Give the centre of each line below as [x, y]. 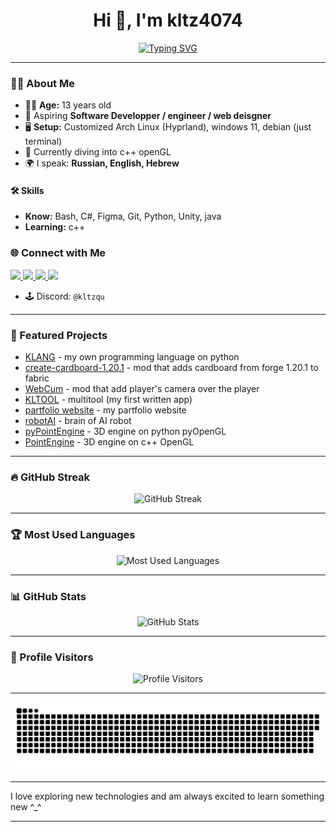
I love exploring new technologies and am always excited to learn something [167, 796]
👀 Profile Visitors [52, 657]
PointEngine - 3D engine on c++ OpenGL [109, 442]
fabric [37, 378]
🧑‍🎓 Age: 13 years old [68, 105]
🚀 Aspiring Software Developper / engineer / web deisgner [148, 116]
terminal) [43, 141]
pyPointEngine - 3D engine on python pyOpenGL [125, 431]
